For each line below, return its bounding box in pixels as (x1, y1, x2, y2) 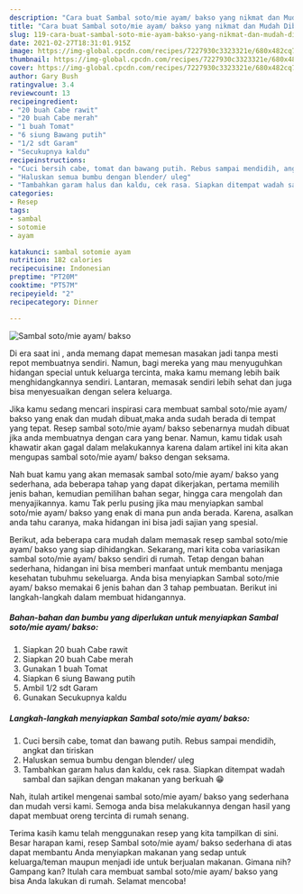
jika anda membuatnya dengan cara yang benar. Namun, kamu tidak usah (9, 432, 282, 442)
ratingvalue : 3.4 (9, 80, 75, 89)
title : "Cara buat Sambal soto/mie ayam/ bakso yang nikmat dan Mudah (9, 22, 280, 31)
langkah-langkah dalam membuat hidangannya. (9, 591, 187, 602)
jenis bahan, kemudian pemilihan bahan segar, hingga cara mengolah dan (9, 488, 283, 498)
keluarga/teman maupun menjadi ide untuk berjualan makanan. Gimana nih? (9, 857, 291, 868)
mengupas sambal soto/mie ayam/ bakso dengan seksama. (9, 452, 231, 462)
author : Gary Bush (9, 72, 78, 81)
